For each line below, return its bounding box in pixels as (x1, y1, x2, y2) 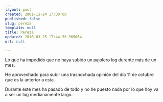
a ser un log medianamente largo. (5, 91, 73, 97)
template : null (5, 25, 36, 30)
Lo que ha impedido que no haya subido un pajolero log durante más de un (5, 57, 157, 63)
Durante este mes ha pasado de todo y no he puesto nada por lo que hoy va (5, 86, 159, 92)
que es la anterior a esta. (5, 76, 55, 82)
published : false (5, 16, 41, 21)
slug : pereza (5, 21, 32, 26)
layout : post (5, 7, 32, 12)
